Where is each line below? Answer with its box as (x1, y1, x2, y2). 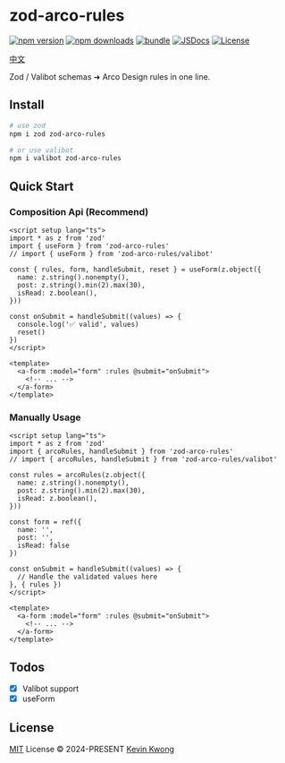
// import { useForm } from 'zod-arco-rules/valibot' (9, 249, 214, 258)
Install (9, 98, 45, 113)
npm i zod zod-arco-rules (9, 129, 105, 139)
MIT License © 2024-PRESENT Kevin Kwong (9, 743, 175, 754)
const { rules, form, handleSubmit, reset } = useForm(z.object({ (9, 265, 262, 274)
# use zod (9, 121, 46, 130)
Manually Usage (9, 411, 82, 424)
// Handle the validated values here (17, 572, 158, 582)
